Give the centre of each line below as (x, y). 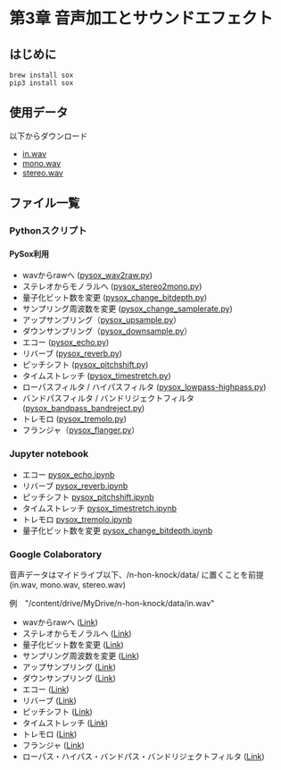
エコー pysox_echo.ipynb (68, 474)
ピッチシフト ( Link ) (58, 711)
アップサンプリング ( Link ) (69, 666)
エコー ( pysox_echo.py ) (66, 343)
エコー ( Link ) (45, 689)
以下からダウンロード (48, 136)
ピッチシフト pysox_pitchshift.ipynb (88, 496)
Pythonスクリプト (48, 231)
